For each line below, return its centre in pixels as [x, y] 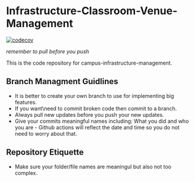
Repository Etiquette [45, 152]
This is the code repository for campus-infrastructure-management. [89, 63]
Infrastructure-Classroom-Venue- [92, 11]
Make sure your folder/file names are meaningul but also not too [93, 167]
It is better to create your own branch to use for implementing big [94, 95]
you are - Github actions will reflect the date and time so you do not [97, 127]
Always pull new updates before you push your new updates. [89, 114]
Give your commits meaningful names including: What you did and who [102, 121]
